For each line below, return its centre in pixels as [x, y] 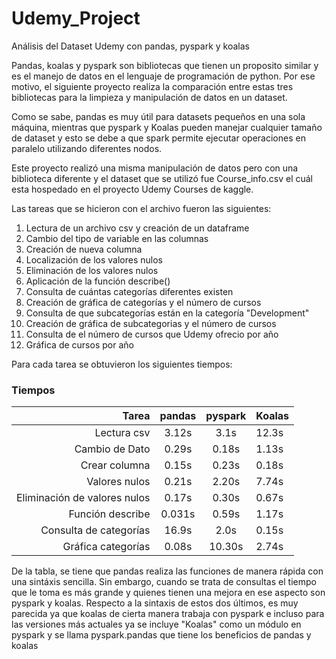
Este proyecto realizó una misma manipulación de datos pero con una [155, 168]
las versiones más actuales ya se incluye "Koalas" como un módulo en [156, 624]
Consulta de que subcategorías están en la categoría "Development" [167, 313]
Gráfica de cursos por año [79, 344]
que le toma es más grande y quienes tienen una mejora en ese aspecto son [168, 593]
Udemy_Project [76, 18]
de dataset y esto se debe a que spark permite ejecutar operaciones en [158, 138]
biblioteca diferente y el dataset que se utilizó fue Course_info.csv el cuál [162, 178]
